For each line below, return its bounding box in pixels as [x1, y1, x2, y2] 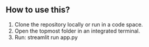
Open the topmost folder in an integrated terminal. [14, 27, 140, 34]
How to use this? [5, 5, 71, 15]
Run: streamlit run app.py [14, 33, 78, 41]
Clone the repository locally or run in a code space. [14, 20, 144, 28]
